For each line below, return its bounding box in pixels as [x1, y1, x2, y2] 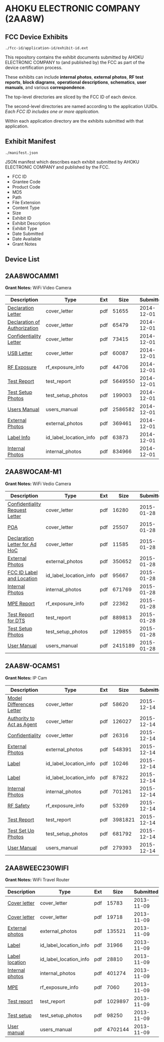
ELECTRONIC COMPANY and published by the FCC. [5, 164, 110, 170]
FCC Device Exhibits [5, 33, 68, 41]
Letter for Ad [7, 541, 37, 548]
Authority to [7, 715, 35, 722]
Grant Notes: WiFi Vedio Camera [5, 481, 72, 487]
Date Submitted [12, 231, 44, 236]
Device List [5, 255, 40, 264]
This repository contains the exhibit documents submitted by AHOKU [5, 54, 144, 60]
